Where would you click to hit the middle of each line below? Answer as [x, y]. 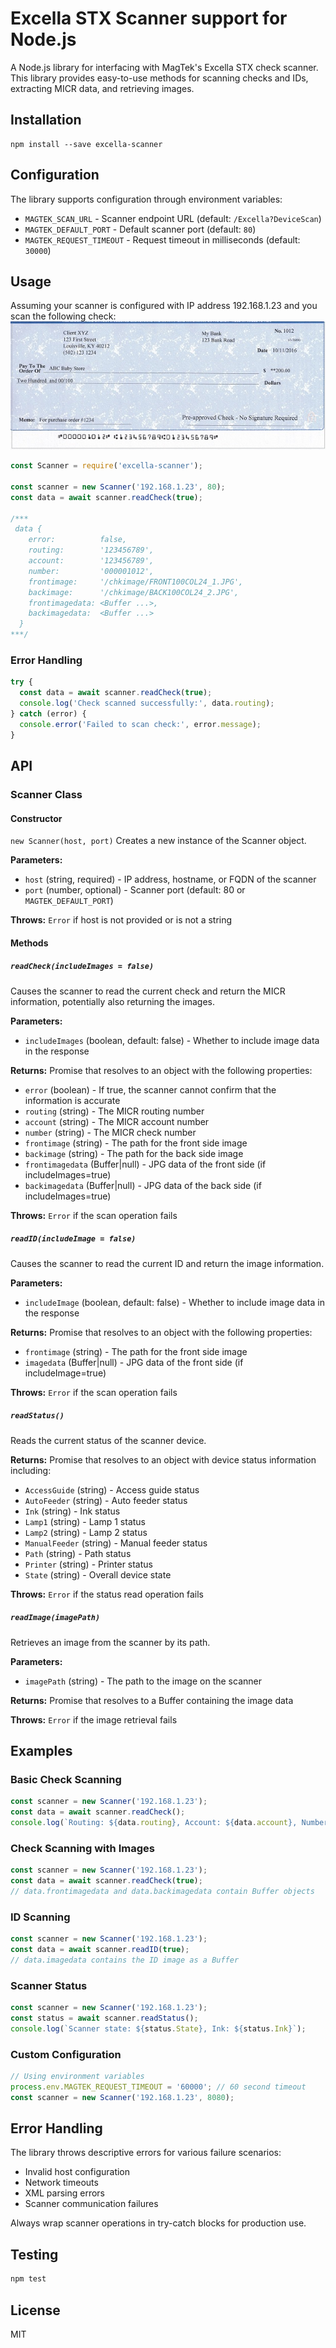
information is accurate [72, 1100]
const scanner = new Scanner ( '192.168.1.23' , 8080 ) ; [122, 2097]
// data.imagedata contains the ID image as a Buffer [125, 1960]
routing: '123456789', [91, 550]
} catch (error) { [48, 714]
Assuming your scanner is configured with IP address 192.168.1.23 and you [164, 306]
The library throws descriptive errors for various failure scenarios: [146, 2153]
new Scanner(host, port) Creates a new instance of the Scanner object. [158, 841]
